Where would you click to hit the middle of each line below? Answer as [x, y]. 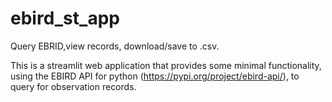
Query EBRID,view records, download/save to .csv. [115, 46]
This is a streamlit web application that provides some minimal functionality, [166, 65]
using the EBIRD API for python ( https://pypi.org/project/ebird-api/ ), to [155, 76]
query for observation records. [73, 86]
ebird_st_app [65, 18]
